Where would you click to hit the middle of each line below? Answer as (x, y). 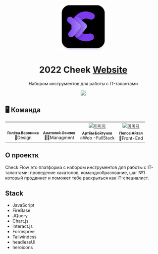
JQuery (20, 216)
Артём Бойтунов (97, 133)
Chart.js (20, 221)
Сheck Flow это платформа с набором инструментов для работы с (76, 167)
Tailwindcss (24, 237)
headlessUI (24, 242)
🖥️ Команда (23, 110)
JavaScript (23, 205)
